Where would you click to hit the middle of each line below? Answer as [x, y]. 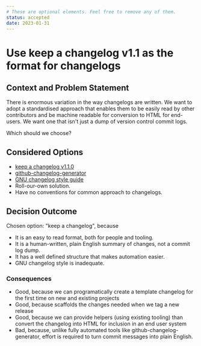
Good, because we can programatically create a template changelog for [104, 292]
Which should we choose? [39, 133]
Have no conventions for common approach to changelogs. [88, 192]
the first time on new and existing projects [67, 298]
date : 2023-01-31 [28, 23]
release [24, 311]
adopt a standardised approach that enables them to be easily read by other [100, 109]
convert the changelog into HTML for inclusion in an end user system [101, 324]
